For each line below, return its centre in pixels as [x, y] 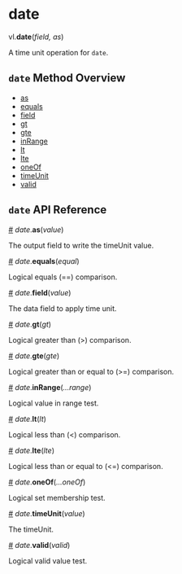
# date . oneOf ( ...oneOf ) [47, 482]
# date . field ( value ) [40, 292]
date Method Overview [67, 78]
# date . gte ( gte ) [34, 356]
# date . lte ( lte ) [32, 450]
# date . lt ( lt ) [28, 418]
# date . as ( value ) [36, 230]
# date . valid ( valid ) [39, 545]
